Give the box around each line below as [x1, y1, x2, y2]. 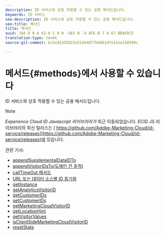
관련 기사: [5, 147, 24, 153]
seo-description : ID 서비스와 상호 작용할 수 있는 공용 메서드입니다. [5, 17, 135, 22]
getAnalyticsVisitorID [12, 187, 56, 193]
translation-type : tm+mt [5, 36, 57, 41]
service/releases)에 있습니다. [5, 136, 64, 142]
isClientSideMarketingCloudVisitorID [12, 218, 88, 224]
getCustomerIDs [12, 192, 47, 198]
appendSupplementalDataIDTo [12, 157, 76, 163]
